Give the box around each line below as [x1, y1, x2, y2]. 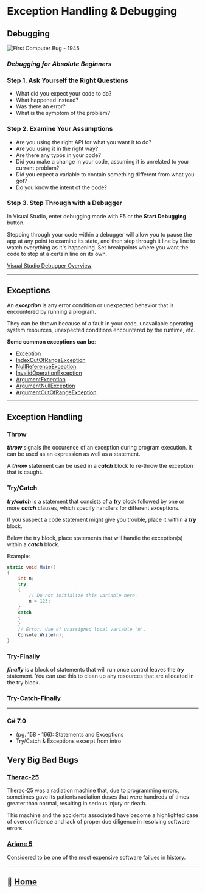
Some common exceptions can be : [7, 338, 96, 345]
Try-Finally [7, 652, 40, 661]
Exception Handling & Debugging [7, 4, 178, 18]
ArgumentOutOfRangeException [15, 388, 97, 396]
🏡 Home [7, 877, 38, 888]
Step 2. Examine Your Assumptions [7, 125, 113, 133]
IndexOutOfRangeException [15, 356, 86, 363]
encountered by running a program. [7, 308, 96, 315]
